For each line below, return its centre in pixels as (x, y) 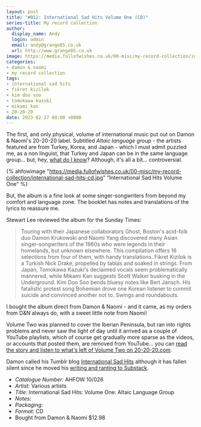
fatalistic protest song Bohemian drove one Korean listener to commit (106, 289)
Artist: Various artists (41, 386)
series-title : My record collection (52, 23)
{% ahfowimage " (28, 172)
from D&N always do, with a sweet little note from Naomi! (77, 313)
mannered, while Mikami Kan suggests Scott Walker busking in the (103, 276)
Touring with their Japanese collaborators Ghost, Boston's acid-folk (104, 231)
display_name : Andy (36, 34)
